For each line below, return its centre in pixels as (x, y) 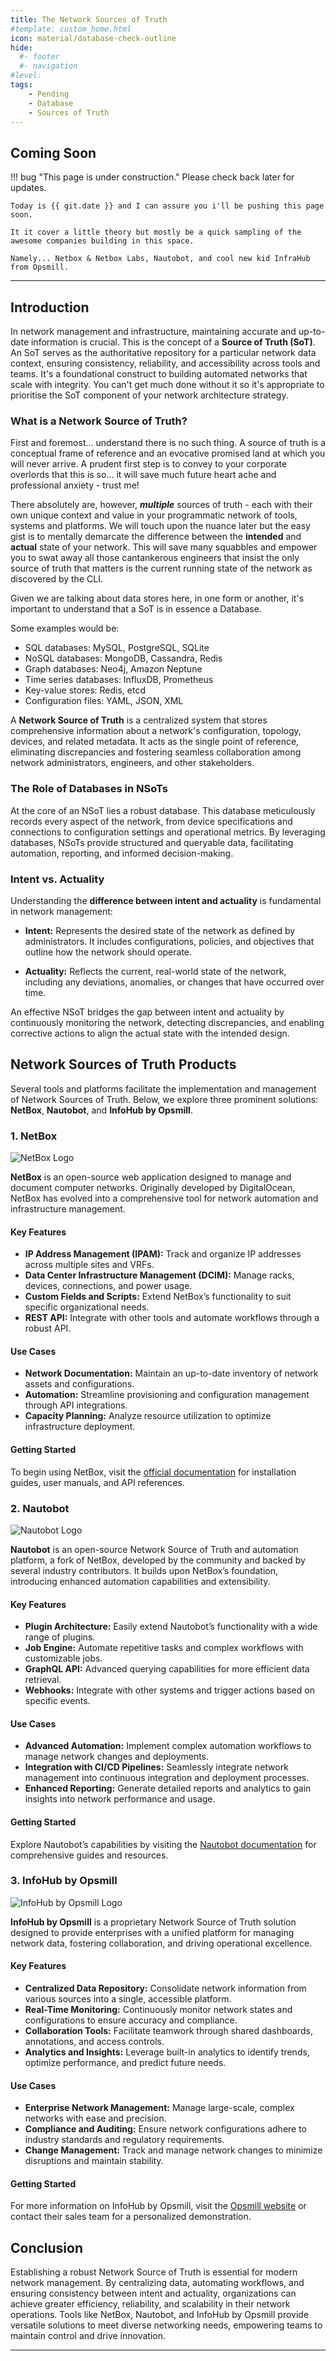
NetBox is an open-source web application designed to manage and (151, 1177)
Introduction (50, 307)
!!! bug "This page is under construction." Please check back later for (152, 177)
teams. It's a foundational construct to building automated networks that (159, 374)
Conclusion (47, 2247)
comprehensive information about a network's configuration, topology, (156, 731)
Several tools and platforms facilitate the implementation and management (163, 1088)
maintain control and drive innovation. (88, 2336)
